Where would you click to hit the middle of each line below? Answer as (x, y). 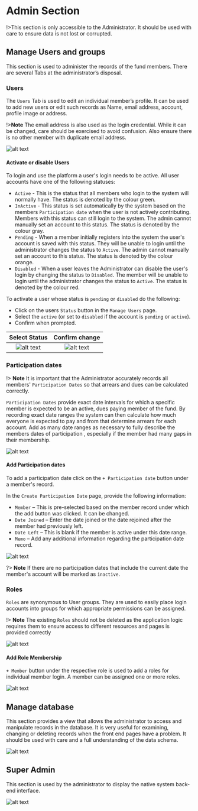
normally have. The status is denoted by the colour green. (85, 200)
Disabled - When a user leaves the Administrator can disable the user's (101, 269)
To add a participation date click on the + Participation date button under (97, 478)
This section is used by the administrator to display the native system (90, 784)
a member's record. (30, 484)
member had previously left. (49, 526)
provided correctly (29, 632)
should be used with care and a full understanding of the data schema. (92, 740)
